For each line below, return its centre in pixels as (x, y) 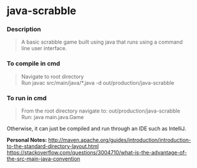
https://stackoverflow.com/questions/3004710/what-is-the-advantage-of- (97, 153)
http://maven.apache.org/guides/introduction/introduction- (119, 140)
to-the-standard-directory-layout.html (53, 146)
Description (24, 29)
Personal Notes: (27, 140)
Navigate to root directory (52, 76)
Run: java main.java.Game (52, 117)
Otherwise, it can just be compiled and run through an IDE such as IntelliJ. (96, 129)
